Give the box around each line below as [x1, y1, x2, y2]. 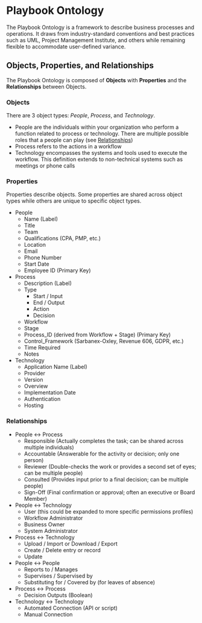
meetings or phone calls [14, 162, 75, 169]
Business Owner [24, 521, 65, 528]
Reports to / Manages [24, 566, 78, 573]
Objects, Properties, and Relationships [6, 60, 154, 71]
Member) [24, 495, 47, 502]
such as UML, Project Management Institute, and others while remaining [6, 36, 186, 44]
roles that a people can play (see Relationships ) [14, 137, 133, 144]
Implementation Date [24, 389, 77, 396]
